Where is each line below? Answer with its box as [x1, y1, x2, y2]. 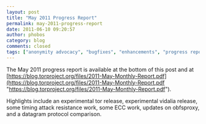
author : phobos [6, 32, 45, 38]
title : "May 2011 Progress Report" [6, 15, 97, 21]
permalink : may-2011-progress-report [6, 20, 103, 26]
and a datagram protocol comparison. [6, 110, 102, 117]
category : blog [6, 37, 45, 44]
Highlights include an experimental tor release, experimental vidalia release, [6, 97, 198, 104]
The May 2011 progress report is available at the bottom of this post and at [6, 66, 194, 73]
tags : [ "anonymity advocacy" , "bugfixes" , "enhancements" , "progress [6, 49, 188, 55]
